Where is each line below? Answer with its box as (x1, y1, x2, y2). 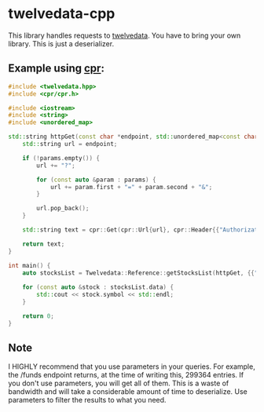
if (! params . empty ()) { (22, 154, 101, 162)
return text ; (22, 240, 65, 248)
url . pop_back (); (36, 205, 90, 213)
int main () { (8, 261, 51, 269)
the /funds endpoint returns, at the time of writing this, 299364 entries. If (8, 370, 244, 380)
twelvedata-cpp (8, 5, 115, 23)
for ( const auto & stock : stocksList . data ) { (22, 283, 174, 291)
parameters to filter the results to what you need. (8, 396, 167, 405)
